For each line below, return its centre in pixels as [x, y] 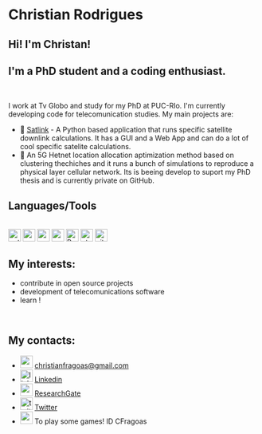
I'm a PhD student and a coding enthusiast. [117, 71]
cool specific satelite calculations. [75, 147]
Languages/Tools [53, 205]
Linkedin [49, 379]
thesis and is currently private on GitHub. [87, 180]
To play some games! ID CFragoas [91, 421]
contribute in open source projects [76, 283]
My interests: [42, 264]
